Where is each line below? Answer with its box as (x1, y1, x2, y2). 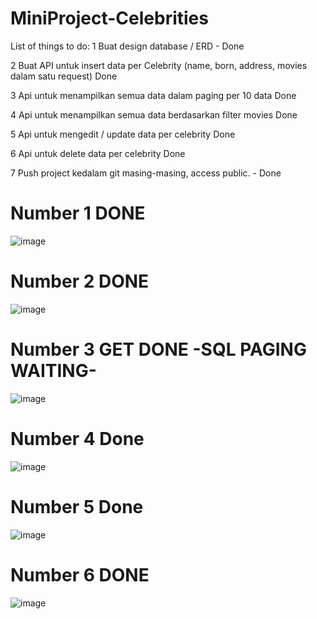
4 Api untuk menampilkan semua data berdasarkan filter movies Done (10, 108, 298, 121)
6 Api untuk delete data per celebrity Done (10, 147, 186, 159)
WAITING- (10, 360, 97, 382)
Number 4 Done (10, 427, 145, 450)
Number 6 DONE (10, 563, 150, 586)
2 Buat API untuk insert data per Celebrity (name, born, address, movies (10, 59, 308, 71)
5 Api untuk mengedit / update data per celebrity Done (10, 128, 236, 140)
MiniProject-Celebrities (10, 7, 209, 30)
